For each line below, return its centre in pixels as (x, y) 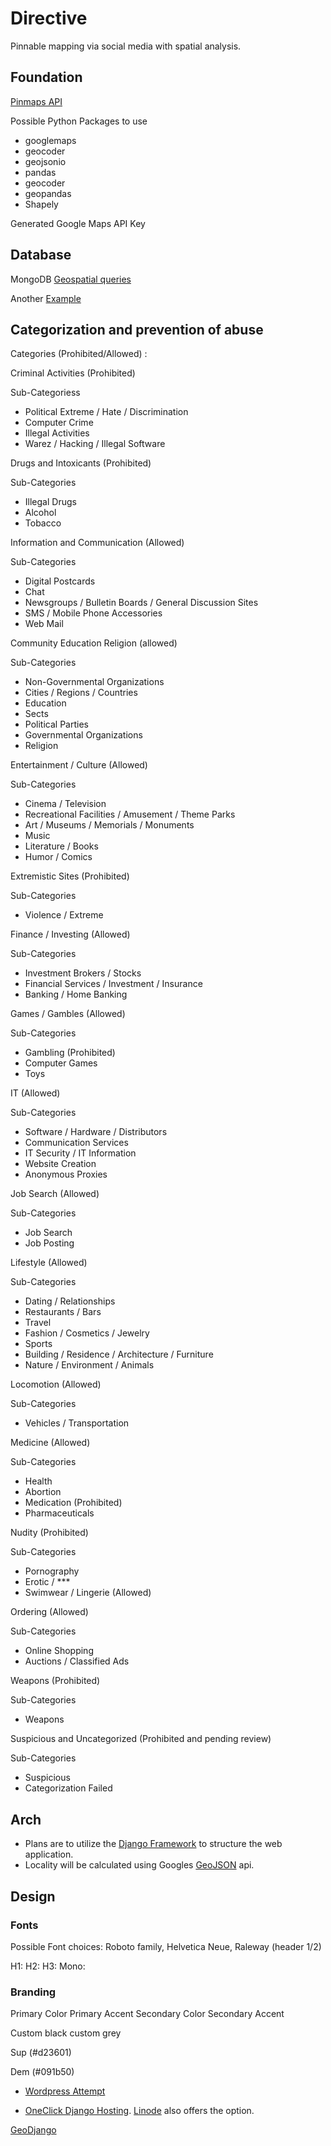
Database (41, 255)
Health (38, 1481)
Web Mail (44, 624)
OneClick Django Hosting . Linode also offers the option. (139, 2111)
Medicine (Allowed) (50, 1443)
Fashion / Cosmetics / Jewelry (87, 1333)
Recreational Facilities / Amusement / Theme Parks (130, 814)
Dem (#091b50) (42, 2072)
